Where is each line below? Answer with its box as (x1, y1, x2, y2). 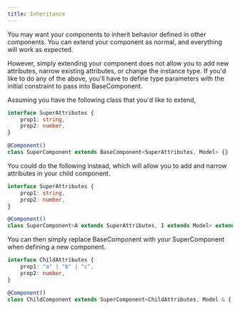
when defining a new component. (7, 243, 106, 252)
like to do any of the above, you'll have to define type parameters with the (7, 74, 225, 83)
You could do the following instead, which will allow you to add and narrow (7, 161, 227, 170)
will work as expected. (7, 45, 74, 53)
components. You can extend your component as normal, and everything (7, 37, 223, 46)
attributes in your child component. (7, 169, 111, 177)
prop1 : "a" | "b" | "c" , (20, 263, 94, 270)
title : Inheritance (7, 10, 66, 18)
